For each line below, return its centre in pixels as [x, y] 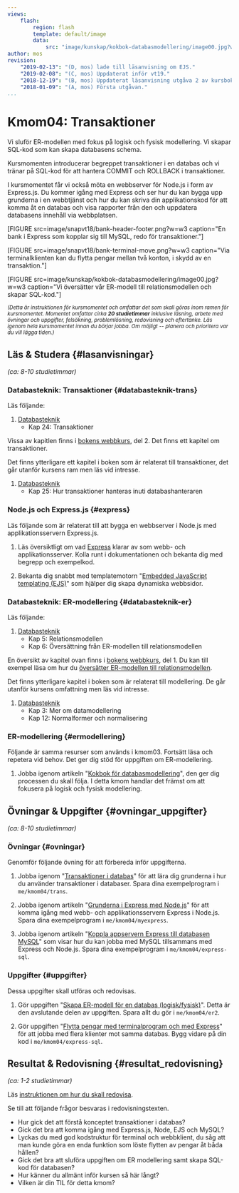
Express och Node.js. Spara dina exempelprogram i [93, 949]
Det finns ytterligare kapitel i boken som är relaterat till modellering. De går [117, 681]
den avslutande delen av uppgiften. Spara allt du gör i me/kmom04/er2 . [119, 1012]
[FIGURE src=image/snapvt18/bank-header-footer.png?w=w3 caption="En [117, 229]
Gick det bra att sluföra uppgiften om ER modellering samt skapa [112, 1160]
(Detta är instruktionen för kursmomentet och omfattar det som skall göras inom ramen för [118, 308]
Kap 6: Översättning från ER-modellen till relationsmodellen [115, 646]
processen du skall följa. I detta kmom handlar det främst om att [111, 781]
